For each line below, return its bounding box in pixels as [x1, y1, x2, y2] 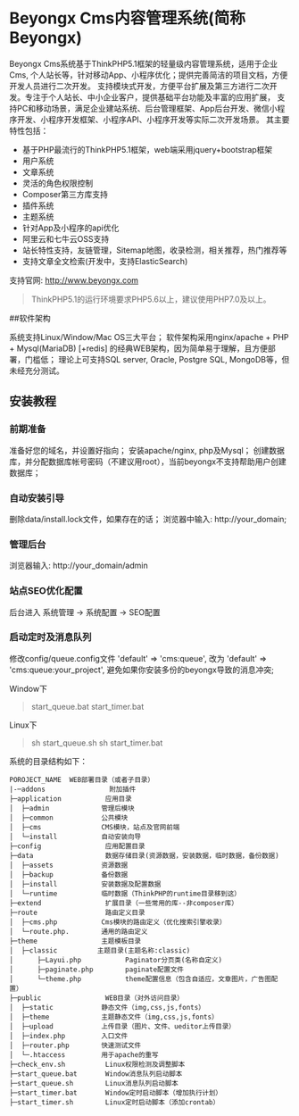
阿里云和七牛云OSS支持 [21, 233, 110, 244]
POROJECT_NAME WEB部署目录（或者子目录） [9, 775, 154, 784]
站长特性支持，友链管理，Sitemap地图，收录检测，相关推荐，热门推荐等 [21, 245, 287, 255]
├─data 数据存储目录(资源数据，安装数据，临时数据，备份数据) [9, 851, 279, 860]
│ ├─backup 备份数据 [9, 870, 129, 879]
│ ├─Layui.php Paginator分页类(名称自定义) [9, 955, 223, 964]
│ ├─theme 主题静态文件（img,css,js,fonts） [9, 1012, 219, 1021]
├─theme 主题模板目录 [9, 937, 141, 945]
